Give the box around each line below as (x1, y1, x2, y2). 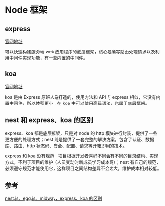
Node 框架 (5, 4, 48, 16)
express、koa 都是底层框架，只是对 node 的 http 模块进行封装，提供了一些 (5, 130, 158, 136)
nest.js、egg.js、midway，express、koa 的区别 (5, 195, 103, 201)
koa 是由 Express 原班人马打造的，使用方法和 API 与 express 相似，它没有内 (5, 94, 161, 100)
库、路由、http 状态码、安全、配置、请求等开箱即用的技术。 (5, 142, 127, 149)
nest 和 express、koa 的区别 (5, 116, 93, 124)
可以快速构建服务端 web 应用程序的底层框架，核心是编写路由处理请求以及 (5, 49, 155, 54)
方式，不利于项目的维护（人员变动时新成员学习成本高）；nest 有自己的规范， (5, 159, 161, 165)
